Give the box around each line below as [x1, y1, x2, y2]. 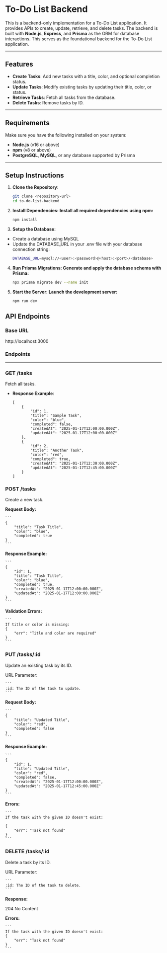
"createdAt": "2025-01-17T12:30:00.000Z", [30, 461, 120, 466]
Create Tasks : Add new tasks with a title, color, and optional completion [12, 73, 160, 79]
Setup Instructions [5, 171, 64, 179]
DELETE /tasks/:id [5, 848, 50, 855]
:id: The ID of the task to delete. [5, 883, 81, 888]
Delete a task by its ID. [5, 859, 51, 865]
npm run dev [12, 298, 37, 304]
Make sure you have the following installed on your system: [5, 132, 127, 138]
